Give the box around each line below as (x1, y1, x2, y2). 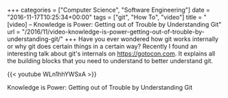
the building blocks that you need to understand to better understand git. (7, 57, 214, 64)
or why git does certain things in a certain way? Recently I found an (7, 42, 198, 50)
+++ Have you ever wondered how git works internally (65, 35, 218, 43)
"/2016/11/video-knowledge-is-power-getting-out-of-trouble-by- (21, 27, 205, 36)
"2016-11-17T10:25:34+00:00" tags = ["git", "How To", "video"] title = (7, 13, 203, 21)
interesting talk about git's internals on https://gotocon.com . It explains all (7, 49, 216, 58)
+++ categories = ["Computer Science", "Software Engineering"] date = (7, 6, 211, 14)
